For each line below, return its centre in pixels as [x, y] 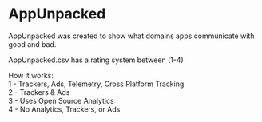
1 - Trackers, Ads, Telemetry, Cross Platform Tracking [96, 84]
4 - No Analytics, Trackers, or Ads [64, 109]
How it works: [31, 75]
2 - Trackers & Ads [39, 92]
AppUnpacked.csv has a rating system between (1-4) [96, 60]
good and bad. [32, 44]
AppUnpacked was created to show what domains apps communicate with [131, 36]
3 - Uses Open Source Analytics [61, 100]
